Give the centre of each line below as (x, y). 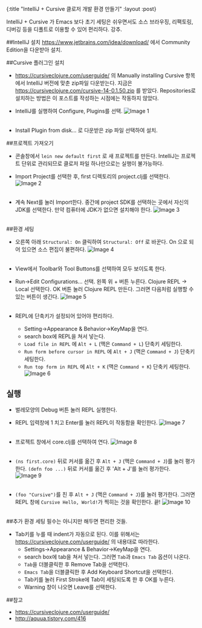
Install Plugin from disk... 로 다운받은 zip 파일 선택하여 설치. (86, 130)
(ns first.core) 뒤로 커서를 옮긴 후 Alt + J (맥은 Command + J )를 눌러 (99, 461)
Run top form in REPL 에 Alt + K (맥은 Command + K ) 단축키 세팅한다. (107, 367)
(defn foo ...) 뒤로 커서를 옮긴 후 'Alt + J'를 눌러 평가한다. (99, 468)
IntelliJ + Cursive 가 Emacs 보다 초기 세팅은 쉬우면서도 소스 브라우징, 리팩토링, (100, 22)
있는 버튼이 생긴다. (37, 296)
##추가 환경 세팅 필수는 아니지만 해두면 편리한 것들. (67, 521)
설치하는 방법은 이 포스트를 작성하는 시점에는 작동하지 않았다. (87, 98)
